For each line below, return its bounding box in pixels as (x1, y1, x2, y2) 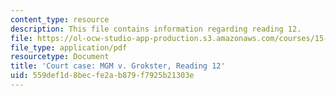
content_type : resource (10, 14, 110, 25)
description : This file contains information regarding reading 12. (10, 24, 302, 34)
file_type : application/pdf (10, 42, 128, 53)
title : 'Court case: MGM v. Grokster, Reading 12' (10, 61, 226, 71)
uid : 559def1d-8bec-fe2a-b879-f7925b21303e (10, 71, 195, 81)
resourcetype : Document (10, 52, 110, 62)
